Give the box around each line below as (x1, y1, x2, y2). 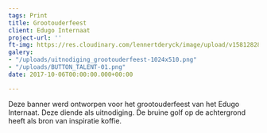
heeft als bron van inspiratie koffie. (8, 116, 122, 125)
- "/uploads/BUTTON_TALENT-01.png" (8, 63, 126, 71)
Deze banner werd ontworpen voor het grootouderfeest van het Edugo (8, 99, 240, 108)
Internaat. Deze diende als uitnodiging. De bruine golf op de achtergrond (8, 108, 246, 117)
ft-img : (8, 41, 34, 49)
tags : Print (8, 11, 48, 20)
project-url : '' (8, 33, 62, 42)
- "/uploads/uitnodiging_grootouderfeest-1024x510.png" (8, 56, 197, 64)
